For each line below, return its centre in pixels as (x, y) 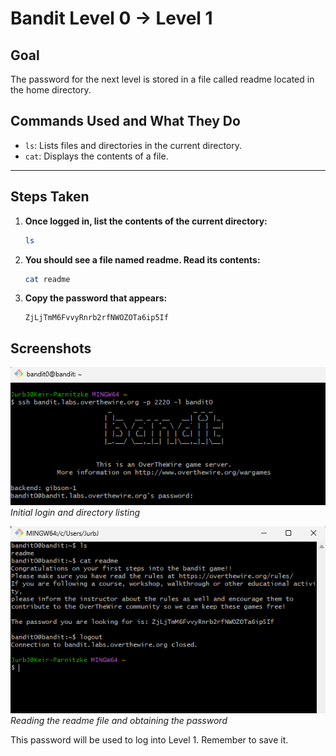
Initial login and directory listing (75, 512)
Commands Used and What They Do (125, 121)
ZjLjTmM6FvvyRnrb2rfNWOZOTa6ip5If (96, 318)
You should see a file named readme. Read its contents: (142, 259)
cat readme (47, 279)
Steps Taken (50, 197)
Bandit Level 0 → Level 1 (111, 18)
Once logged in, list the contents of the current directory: (146, 221)
